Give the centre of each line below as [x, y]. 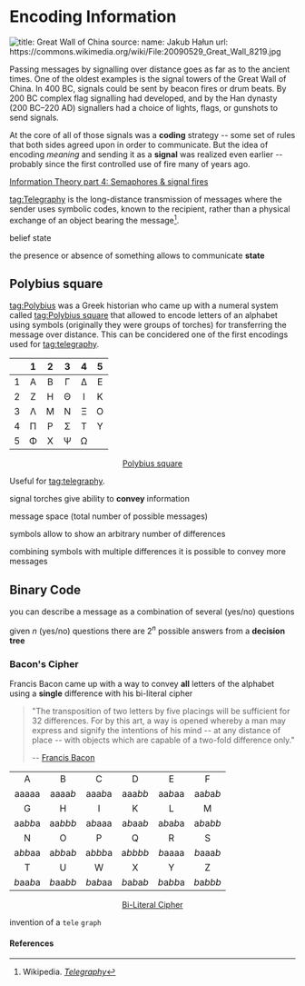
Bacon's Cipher [44, 663]
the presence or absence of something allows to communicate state [137, 255]
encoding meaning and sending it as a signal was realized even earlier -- [146, 154]
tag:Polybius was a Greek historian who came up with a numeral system [144, 305]
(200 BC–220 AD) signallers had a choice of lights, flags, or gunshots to [144, 107]
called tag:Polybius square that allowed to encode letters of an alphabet [144, 315]
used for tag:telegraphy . [54, 344]
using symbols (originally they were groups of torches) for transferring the [148, 325]
